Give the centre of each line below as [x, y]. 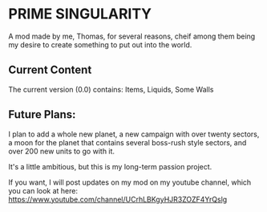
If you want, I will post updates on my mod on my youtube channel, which [130, 182]
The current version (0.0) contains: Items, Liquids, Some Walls [111, 89]
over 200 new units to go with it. [61, 151]
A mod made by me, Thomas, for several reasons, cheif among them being [132, 36]
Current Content [50, 70]
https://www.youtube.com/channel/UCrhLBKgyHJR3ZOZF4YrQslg [118, 199]
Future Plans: [42, 114]
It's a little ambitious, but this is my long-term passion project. [110, 166]
